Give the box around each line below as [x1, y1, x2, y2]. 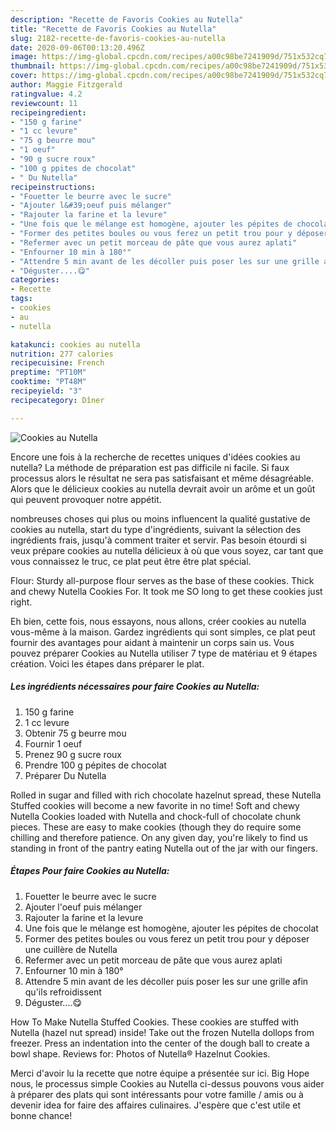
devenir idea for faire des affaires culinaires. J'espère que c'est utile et [10, 1099, 302, 1111]
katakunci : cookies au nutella [10, 339, 141, 350]
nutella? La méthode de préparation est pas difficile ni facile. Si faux [10, 461, 290, 473]
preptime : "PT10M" [10, 367, 87, 378]
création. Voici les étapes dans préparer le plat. [10, 657, 205, 670]
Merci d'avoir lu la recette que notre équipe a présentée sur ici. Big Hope [10, 1067, 310, 1079]
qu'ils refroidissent [24, 986, 102, 998]
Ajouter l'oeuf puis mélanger [24, 901, 143, 913]
